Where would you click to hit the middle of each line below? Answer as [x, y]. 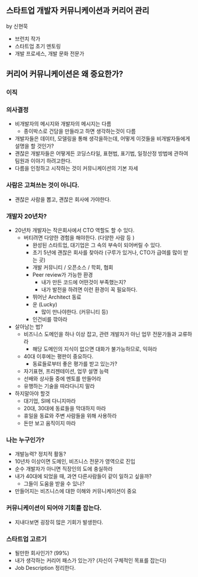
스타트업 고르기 [27, 539]
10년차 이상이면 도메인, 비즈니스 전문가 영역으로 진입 [75, 461]
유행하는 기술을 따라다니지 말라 [59, 386]
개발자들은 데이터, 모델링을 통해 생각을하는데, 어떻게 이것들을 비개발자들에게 [102, 139]
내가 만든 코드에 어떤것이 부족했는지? [84, 282]
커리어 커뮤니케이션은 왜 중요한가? [65, 74]
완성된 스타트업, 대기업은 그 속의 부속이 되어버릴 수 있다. [97, 245]
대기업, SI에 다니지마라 [50, 401]
